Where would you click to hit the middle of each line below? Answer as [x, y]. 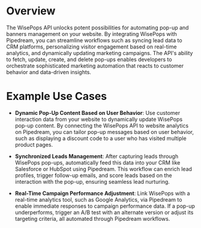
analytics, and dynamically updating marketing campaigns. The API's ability [100, 53]
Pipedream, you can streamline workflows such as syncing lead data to [94, 40]
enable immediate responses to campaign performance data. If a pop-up [105, 206]
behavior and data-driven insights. [49, 72]
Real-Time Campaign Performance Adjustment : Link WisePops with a [102, 193]
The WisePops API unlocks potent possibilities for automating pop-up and [97, 28]
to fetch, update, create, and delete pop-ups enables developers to [89, 59]
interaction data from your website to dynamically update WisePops [99, 119]
